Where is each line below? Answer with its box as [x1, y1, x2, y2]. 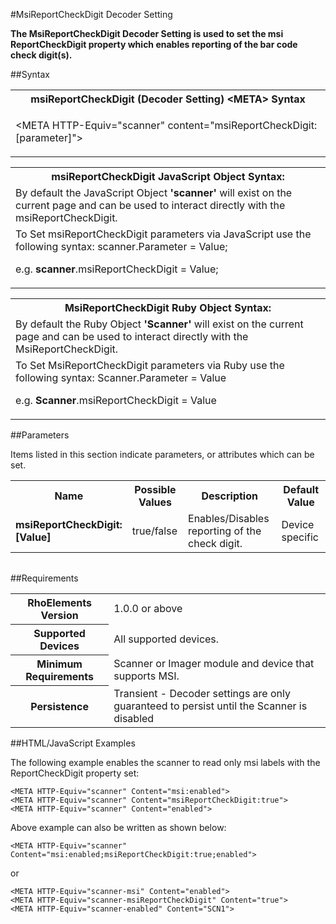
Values [138, 495, 172, 509]
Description [201, 489, 258, 503]
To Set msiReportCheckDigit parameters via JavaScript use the [15, 227, 312, 241]
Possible [134, 483, 177, 496]
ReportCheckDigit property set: [10, 767, 140, 779]
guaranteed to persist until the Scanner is [113, 699, 308, 713]
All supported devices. [113, 632, 220, 646]
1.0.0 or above [113, 602, 183, 616]
